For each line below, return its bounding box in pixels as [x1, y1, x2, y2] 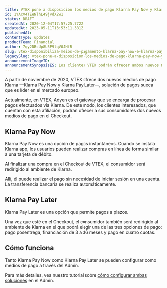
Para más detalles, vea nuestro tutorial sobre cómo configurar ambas [5, 272, 147, 278]
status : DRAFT [5, 16, 35, 21]
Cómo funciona [5, 244, 54, 252]
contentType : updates [5, 35, 50, 40]
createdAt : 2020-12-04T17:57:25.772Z [5, 21, 83, 26]
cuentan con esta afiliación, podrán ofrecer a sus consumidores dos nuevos [5, 108, 161, 114]
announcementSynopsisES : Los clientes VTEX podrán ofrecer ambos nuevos [5, 63, 159, 68]
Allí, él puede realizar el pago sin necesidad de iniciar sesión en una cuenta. [5, 176, 161, 182]
